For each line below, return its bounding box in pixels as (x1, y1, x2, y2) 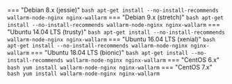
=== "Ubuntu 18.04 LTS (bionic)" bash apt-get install (31, 48, 189, 56)
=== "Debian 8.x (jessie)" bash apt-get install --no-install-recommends (7, 6, 219, 14)
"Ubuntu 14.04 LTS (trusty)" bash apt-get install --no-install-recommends (7, 28, 226, 36)
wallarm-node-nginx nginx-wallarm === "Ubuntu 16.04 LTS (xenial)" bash (7, 35, 216, 43)
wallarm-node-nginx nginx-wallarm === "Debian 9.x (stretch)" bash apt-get (7, 13, 224, 21)
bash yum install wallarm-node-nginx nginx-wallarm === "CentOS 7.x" (7, 63, 213, 71)
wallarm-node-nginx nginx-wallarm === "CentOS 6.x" (66, 56, 220, 64)
